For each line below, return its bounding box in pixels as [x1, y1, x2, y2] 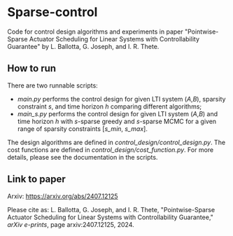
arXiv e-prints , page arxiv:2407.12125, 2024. [7, 220, 134, 228]
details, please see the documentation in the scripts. [7, 153, 158, 161]
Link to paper [7, 173, 66, 186]
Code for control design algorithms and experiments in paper [7, 27, 183, 36]
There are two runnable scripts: [7, 81, 98, 90]
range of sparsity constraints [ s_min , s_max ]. [17, 124, 148, 133]
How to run [7, 62, 57, 74]
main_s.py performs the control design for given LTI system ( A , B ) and [17, 109, 218, 118]
